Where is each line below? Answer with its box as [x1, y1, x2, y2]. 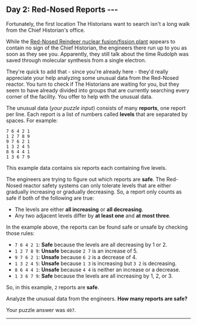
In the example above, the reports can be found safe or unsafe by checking [6, 223, 188, 230]
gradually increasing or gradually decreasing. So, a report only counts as [6, 188, 182, 195]
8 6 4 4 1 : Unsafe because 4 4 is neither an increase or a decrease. [14, 266, 181, 273]
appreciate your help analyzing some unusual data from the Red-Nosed [6, 74, 179, 81]
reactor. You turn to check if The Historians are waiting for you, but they [6, 81, 180, 88]
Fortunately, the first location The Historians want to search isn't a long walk [6, 20, 190, 27]
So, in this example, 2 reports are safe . [6, 283, 100, 290]
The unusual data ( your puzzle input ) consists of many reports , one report [6, 104, 186, 111]
